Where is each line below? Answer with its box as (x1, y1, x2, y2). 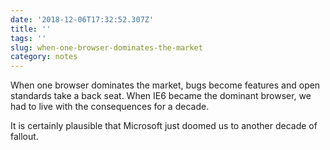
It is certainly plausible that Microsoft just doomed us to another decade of (10, 120, 318, 132)
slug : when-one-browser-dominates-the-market (10, 42, 203, 53)
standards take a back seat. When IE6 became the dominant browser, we (10, 90, 312, 102)
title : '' (10, 24, 52, 34)
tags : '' (10, 33, 47, 43)
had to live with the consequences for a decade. (10, 101, 210, 113)
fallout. (10, 131, 39, 143)
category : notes (10, 52, 78, 62)
